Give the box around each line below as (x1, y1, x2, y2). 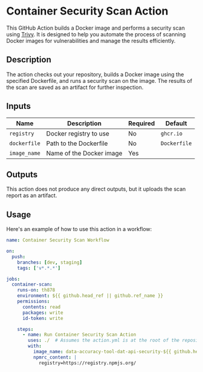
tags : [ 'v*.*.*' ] (17, 265, 61, 271)
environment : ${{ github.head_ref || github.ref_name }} (17, 293, 164, 299)
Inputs (6, 101, 31, 111)
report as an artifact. (6, 192, 57, 199)
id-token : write (22, 315, 63, 321)
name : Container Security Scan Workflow (6, 237, 110, 243)
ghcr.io (161, 130, 183, 137)
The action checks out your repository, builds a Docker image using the (6, 71, 184, 78)
